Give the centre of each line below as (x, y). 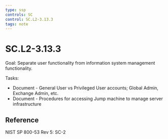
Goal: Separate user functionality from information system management (80, 63)
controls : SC (19, 15)
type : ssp (16, 10)
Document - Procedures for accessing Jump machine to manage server (88, 99)
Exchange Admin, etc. (36, 94)
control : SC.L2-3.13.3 (29, 19)
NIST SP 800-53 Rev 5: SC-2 (36, 132)
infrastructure (27, 104)
